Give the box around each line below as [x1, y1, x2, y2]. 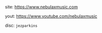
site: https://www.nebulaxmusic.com [5, 4, 78, 10]
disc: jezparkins [5, 22, 38, 28]
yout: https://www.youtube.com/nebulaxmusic [5, 13, 98, 19]
